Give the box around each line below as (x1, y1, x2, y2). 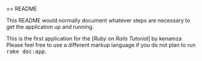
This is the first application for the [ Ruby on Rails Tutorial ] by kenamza (6, 35, 182, 42)
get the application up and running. (6, 24, 94, 30)
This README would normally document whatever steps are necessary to (6, 17, 190, 24)
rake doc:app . (6, 48, 47, 55)
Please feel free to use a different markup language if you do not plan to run (6, 42, 196, 48)
